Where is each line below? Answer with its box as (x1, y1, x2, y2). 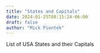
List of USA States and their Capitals (6, 41, 94, 48)
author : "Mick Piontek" (6, 24, 65, 31)
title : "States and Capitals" (6, 8, 81, 15)
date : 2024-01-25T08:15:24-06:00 (6, 14, 88, 20)
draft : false (6, 19, 38, 25)
